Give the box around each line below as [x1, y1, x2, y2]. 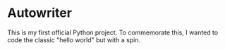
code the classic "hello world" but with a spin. [7, 35, 141, 44]
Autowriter [7, 5, 73, 21]
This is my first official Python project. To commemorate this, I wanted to [7, 28, 219, 37]
